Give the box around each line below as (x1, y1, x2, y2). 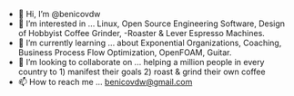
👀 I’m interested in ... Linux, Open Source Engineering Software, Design (17, 18, 285, 29)
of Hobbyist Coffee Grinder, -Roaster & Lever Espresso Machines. (17, 28, 266, 38)
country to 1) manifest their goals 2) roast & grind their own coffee (17, 66, 266, 77)
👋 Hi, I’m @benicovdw (17, 9, 101, 19)
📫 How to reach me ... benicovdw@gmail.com (17, 77, 193, 87)
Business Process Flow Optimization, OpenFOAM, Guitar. (17, 47, 232, 58)
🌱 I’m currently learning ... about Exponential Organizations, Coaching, (17, 37, 282, 48)
